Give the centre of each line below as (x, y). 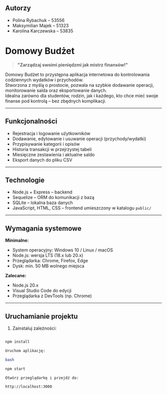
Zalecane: (16, 276)
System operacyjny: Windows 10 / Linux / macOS (63, 250)
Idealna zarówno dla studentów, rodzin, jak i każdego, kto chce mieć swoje (82, 96)
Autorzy (18, 8)
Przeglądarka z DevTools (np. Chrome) (52, 296)
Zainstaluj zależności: (35, 328)
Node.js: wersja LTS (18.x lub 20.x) (48, 255)
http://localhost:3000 (29, 387)
